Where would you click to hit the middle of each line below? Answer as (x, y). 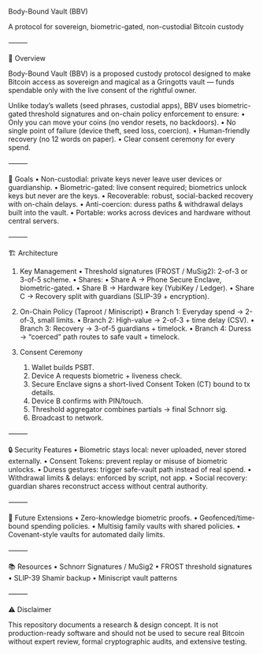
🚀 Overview (27, 58)
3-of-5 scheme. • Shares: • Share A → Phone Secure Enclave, (120, 280)
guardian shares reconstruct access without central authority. (108, 486)
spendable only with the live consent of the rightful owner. (102, 90)
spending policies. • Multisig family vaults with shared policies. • (136, 526)
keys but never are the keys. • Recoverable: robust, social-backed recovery (131, 196)
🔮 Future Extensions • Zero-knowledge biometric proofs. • (103, 518)
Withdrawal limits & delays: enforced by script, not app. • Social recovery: (128, 478)
